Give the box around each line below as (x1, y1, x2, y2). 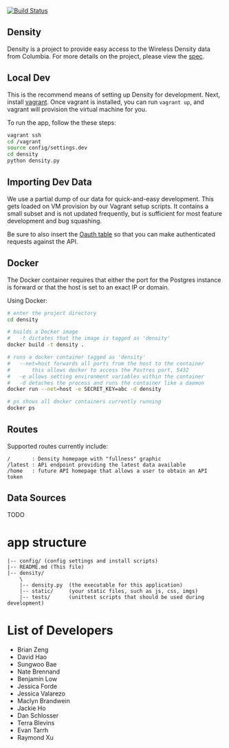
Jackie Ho (17, 704, 46, 712)
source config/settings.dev (7, 145, 88, 152)
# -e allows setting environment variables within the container (7, 373, 205, 380)
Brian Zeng (17, 645, 49, 654)
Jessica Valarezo (17, 689, 66, 698)
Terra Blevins (17, 718, 55, 727)
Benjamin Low (17, 674, 58, 683)
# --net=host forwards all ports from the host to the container (7, 360, 205, 367)
